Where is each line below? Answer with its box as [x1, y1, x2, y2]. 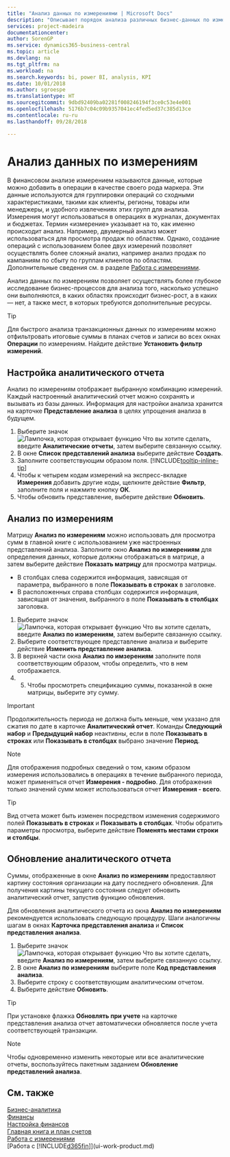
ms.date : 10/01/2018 [7, 80, 66, 87]
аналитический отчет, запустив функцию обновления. [7, 893, 166, 901]
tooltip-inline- [180, 457, 219, 465]
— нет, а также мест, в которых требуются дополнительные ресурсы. [7, 298, 212, 307]
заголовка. [16, 602, 49, 611]
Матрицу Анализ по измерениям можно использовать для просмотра [7, 531, 216, 539]
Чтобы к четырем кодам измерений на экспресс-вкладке [16, 471, 187, 479]
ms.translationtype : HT [7, 93, 75, 100]
